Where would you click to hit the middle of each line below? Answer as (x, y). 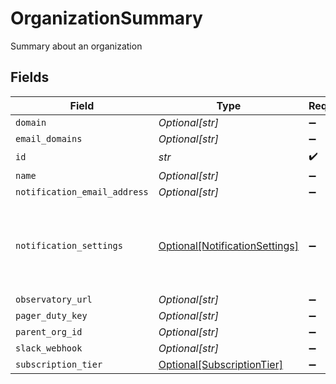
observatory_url (54, 299)
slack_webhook (49, 348)
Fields (30, 77)
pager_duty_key (51, 315)
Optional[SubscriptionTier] (220, 364)
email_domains (49, 138)
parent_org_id (49, 331)
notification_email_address (82, 191)
